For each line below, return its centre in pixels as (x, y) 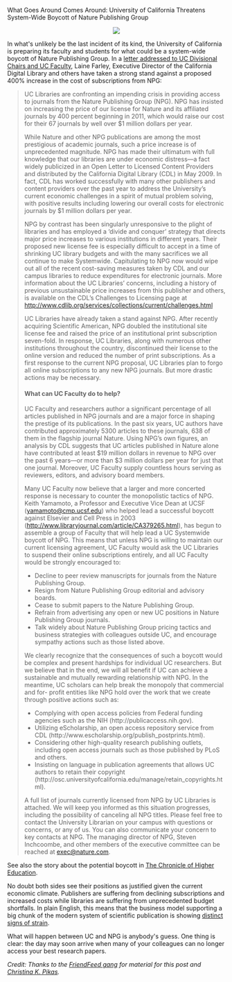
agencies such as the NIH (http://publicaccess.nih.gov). (114, 721)
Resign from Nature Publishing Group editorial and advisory (119, 591)
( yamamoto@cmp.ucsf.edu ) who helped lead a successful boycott (119, 511)
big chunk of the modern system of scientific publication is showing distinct (115, 915)
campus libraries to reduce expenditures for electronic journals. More (123, 276)
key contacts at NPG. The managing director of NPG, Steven (110, 837)
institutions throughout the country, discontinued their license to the (121, 348)
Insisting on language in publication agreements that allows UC (124, 765)
